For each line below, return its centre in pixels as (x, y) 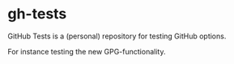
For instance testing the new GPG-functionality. (87, 51)
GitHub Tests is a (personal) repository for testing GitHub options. (117, 36)
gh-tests (37, 14)
